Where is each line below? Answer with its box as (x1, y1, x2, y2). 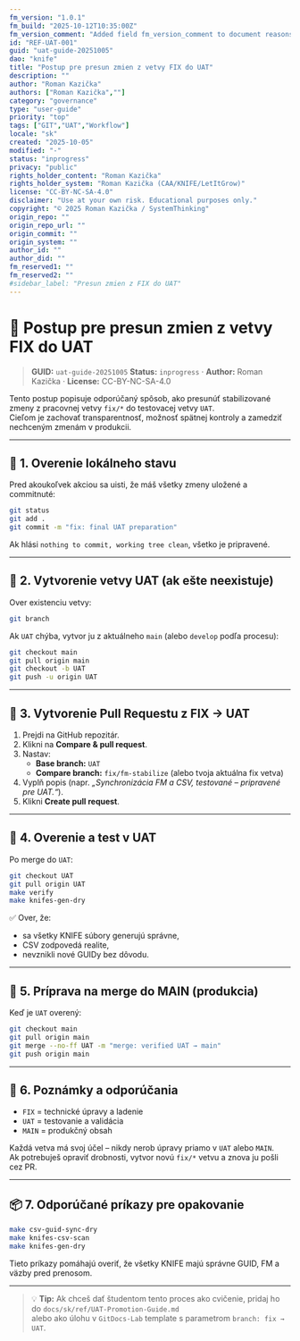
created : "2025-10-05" (9, 138, 94, 147)
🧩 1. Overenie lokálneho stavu (9, 455, 177, 470)
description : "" (9, 72, 70, 80)
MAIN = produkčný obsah (21, 1126, 113, 1136)
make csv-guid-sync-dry (9, 1226, 98, 1235)
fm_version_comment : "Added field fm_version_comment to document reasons (9, 30, 294, 38)
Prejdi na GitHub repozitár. (21, 730, 120, 740)
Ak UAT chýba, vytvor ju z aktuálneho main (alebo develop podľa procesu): (9, 630, 279, 641)
